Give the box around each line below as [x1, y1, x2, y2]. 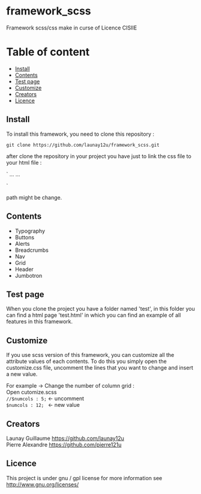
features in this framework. [6, 318, 73, 325]
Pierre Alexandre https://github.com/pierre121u [6, 441, 122, 448]
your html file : [6, 159, 42, 166]
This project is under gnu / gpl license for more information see [6, 474, 163, 481]
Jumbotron [14, 272, 43, 279]
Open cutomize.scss [6, 389, 57, 396]
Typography [14, 227, 46, 234]
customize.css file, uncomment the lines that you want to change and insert [6, 364, 193, 371]
